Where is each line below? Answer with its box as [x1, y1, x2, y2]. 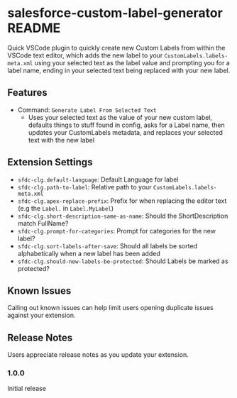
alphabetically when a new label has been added [17, 249, 161, 258]
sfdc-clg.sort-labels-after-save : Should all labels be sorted [17, 241, 197, 250]
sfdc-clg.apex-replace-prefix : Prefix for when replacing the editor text [17, 197, 227, 205]
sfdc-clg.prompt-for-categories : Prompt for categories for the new [17, 226, 216, 235]
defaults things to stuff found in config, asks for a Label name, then [28, 121, 225, 129]
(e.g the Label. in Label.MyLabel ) [17, 204, 114, 212]
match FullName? [17, 219, 69, 228]
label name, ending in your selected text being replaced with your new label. [7, 66, 231, 74]
